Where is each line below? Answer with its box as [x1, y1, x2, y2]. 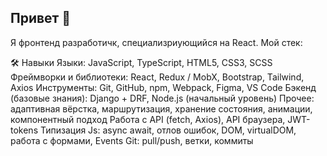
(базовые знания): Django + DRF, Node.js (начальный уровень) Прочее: [10, 92, 315, 104]
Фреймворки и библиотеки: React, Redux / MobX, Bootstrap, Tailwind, [10, 71, 305, 83]
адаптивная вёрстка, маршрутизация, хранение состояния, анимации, [10, 102, 313, 115]
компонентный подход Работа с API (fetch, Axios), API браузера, [10, 113, 286, 125]
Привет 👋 [10, 10, 72, 27]
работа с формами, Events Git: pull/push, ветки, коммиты [10, 134, 254, 146]
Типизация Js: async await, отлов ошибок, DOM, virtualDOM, [39, 124, 297, 136]
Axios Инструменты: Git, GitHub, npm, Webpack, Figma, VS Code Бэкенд [10, 81, 317, 93]
